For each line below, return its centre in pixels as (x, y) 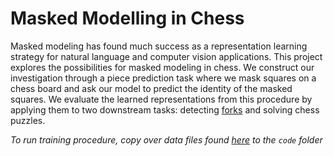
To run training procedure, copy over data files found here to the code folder (166, 139)
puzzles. (28, 120)
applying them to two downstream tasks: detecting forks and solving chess (165, 109)
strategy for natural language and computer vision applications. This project (166, 56)
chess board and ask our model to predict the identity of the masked (151, 88)
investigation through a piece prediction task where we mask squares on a (163, 78)
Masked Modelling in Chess (127, 18)
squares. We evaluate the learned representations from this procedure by (161, 99)
